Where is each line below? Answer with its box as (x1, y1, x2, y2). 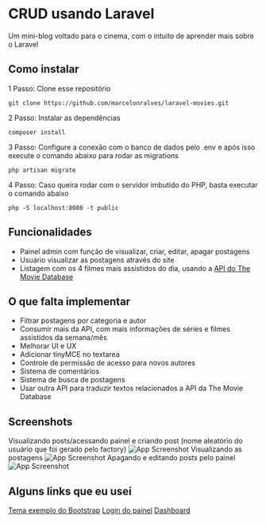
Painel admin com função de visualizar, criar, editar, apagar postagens (19, 246, 250, 256)
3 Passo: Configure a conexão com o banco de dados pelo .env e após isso (8, 142, 256, 152)
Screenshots (8, 415, 73, 428)
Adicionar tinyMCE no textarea (19, 350, 121, 359)
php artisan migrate (8, 166, 77, 174)
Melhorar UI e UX (19, 341, 77, 351)
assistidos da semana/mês (19, 333, 107, 343)
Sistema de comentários (19, 366, 100, 376)
